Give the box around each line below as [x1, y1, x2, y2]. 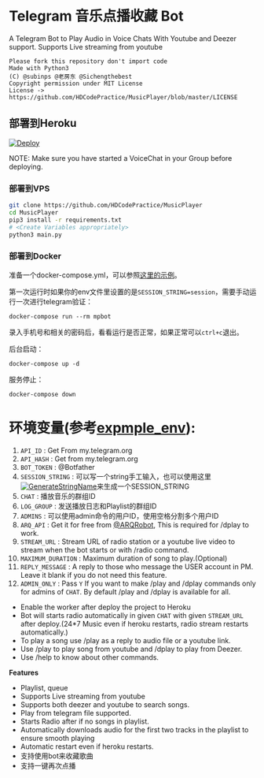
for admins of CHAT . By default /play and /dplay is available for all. [20, 586, 231, 596]
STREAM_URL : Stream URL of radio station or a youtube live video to [20, 537, 235, 546]
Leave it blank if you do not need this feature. [20, 570, 167, 579]
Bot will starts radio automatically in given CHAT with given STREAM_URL [20, 610, 244, 620]
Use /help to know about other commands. [20, 652, 159, 662]
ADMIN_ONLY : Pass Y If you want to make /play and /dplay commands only [20, 579, 256, 588]
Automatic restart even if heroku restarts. [20, 742, 154, 751]
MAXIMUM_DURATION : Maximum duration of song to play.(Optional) [20, 553, 228, 563]
